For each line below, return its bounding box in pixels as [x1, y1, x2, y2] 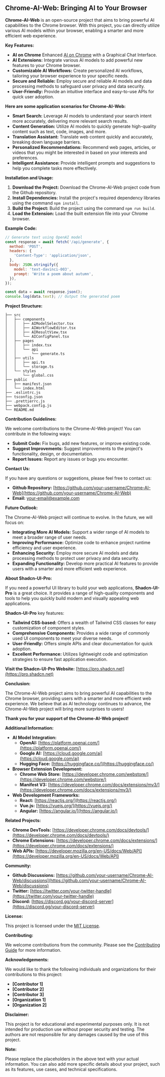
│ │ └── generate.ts [5, 351, 65, 356]
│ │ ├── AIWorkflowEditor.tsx [5, 325, 76, 331]
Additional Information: [5, 725, 54, 731]
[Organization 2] [12, 1002, 47, 1008]
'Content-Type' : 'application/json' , [14, 253, 92, 258]
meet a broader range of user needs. [12, 534, 87, 540]
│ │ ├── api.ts [5, 360, 45, 365]
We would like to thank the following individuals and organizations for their [5, 966, 156, 973]
